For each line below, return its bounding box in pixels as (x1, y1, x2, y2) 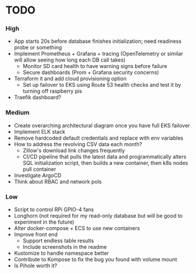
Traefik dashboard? (13, 94, 62, 101)
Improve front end (13, 231, 58, 238)
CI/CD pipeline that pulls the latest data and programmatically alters (22, 153, 187, 160)
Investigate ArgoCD (13, 171, 62, 179)
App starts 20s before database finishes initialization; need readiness (13, 38, 182, 45)
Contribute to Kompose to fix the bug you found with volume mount (13, 256, 177, 263)
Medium (5, 109, 30, 117)
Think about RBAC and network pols (13, 178, 102, 185)
